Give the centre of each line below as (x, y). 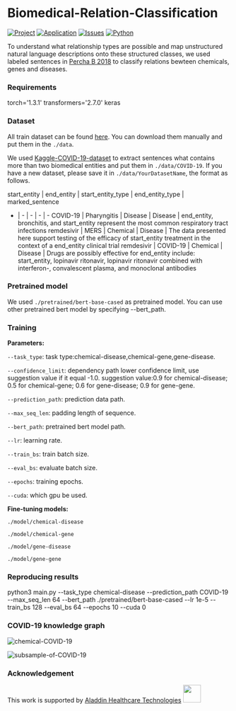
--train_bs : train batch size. (48, 454)
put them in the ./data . (41, 144)
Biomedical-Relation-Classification (113, 13)
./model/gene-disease (39, 547)
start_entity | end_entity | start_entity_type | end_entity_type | (96, 194)
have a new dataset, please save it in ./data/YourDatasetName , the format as (118, 173)
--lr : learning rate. (35, 440)
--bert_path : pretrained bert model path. (66, 427)
